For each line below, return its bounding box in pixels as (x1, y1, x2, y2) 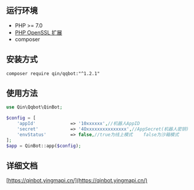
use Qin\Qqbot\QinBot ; (6, 104, 63, 110)
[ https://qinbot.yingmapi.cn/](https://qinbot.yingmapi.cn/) (6, 177, 148, 184)
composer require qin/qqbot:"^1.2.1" (6, 70, 100, 76)
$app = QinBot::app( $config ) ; (6, 142, 82, 149)
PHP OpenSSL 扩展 (14, 29, 63, 36)
